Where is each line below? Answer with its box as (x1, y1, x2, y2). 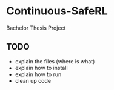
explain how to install (15, 64, 68, 71)
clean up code (15, 77, 52, 84)
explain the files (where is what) (15, 57, 95, 65)
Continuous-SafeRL (6, 4, 108, 18)
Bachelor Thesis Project (6, 24, 66, 31)
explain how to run (15, 71, 62, 78)
